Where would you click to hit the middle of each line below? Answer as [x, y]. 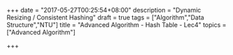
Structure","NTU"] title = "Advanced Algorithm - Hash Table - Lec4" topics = [116, 25]
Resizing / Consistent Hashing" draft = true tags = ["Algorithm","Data [105, 17]
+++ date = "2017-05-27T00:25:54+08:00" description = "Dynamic [104, 10]
